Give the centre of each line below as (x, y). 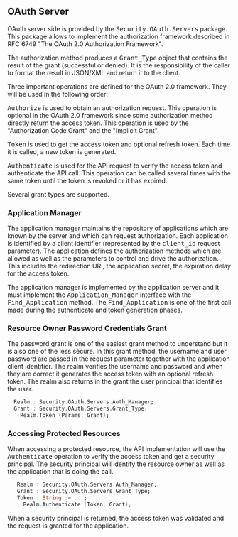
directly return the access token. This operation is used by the (98, 123)
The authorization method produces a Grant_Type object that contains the (118, 58)
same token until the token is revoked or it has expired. (87, 180)
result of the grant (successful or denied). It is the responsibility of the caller (119, 65)
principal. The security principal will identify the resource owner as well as (116, 464)
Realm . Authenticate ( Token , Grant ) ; (77, 504)
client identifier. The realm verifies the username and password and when (115, 367)
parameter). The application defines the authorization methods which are (114, 251)
